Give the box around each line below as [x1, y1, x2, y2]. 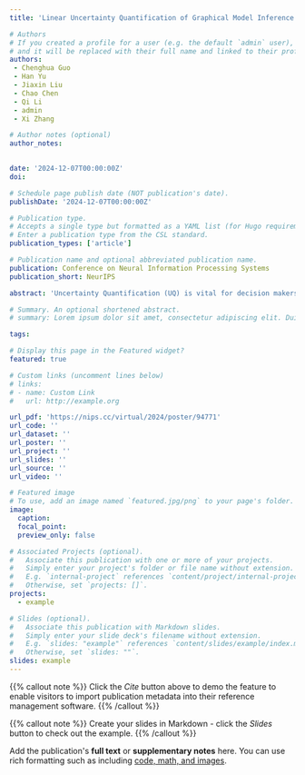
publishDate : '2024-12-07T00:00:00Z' [9, 197, 152, 206]
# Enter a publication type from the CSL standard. [9, 231, 209, 240]
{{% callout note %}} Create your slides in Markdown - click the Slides [9, 718, 272, 729]
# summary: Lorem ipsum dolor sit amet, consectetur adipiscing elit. [9, 313, 282, 323]
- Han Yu [13, 72, 47, 82]
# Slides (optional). [9, 614, 92, 623]
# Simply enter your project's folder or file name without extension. [9, 564, 295, 573]
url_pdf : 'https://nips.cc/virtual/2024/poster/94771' [9, 412, 221, 422]
